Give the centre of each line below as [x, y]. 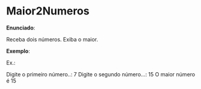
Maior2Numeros [48, 11]
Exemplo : [18, 51]
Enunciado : [21, 28]
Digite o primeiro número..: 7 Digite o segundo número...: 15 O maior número [101, 74]
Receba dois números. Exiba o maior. [52, 39]
